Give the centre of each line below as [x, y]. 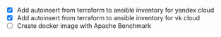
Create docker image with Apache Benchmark [84, 26]
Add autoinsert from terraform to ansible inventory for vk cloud [108, 18]
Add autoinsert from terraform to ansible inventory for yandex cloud [115, 10]
